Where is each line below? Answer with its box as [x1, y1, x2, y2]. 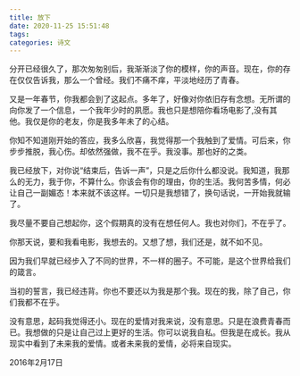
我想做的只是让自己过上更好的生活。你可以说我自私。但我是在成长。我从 [24, 327, 291, 338]
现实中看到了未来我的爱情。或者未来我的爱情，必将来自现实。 [9, 338, 237, 349]
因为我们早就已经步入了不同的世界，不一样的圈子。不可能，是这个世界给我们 [9, 255, 291, 266]
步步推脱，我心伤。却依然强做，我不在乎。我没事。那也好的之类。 [9, 146, 252, 157]
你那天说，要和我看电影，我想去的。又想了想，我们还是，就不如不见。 [9, 237, 268, 247]
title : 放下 [9, 13, 51, 22]
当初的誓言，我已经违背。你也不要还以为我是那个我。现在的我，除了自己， [9, 286, 283, 297]
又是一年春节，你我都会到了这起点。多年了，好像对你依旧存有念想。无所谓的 [9, 94, 291, 104]
